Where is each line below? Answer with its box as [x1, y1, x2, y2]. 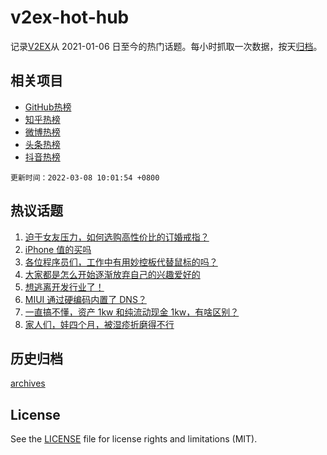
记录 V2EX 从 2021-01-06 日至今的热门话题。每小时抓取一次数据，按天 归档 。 [10, 40, 323, 52]
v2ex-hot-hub [10, 6, 130, 29]
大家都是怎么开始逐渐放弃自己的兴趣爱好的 [24, 268, 201, 280]
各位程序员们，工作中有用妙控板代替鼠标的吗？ [24, 256, 218, 268]
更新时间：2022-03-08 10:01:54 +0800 [10, 172, 160, 183]
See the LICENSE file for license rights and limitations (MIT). [10, 433, 258, 445]
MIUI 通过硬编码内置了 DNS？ [24, 293, 147, 305]
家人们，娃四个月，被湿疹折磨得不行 [24, 318, 175, 330]
